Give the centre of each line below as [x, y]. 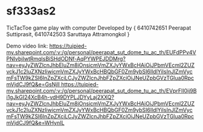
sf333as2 [31, 11]
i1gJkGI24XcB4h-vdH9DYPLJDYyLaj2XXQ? [60, 97]
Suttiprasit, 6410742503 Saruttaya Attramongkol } [68, 34]
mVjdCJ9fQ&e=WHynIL [35, 122]
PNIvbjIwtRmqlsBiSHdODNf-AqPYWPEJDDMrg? [66, 58]
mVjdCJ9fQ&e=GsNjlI [33, 84]
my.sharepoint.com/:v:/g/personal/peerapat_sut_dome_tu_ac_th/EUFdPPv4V [101, 52]
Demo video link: [27, 46]
